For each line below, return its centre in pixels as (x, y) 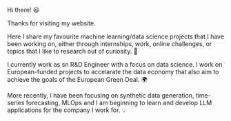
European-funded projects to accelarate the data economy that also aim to (113, 72)
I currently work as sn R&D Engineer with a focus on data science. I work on (115, 64)
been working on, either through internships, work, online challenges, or (110, 44)
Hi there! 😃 (23, 10)
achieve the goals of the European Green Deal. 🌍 (78, 79)
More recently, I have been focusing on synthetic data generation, (101, 95)
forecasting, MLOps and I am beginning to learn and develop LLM (119, 103)
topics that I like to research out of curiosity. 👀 (72, 51)
